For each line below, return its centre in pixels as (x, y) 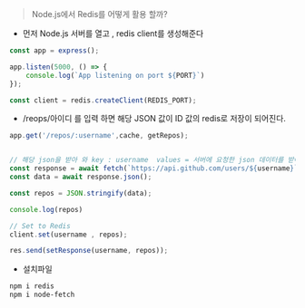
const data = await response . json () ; (81, 177)
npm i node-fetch (42, 295)
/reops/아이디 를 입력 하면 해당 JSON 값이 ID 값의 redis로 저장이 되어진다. (154, 119)
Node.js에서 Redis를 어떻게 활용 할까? (99, 14)
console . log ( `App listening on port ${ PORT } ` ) (115, 75)
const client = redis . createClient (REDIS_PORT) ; (103, 100)
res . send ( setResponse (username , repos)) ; (89, 251)
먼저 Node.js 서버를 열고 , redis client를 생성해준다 (113, 34)
